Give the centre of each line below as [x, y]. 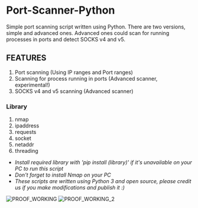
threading [26, 151]
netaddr [24, 145]
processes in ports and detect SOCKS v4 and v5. [66, 39]
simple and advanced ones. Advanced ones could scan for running [88, 33]
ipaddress [27, 126]
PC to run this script [39, 169]
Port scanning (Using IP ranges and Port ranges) [74, 72]
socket [23, 138]
